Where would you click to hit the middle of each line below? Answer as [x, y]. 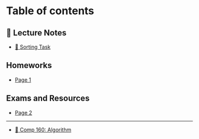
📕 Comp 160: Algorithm [43, 130]
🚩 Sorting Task [33, 47]
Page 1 [23, 80]
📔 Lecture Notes [36, 33]
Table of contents [50, 11]
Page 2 [23, 112]
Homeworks [29, 65]
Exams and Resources [48, 98]
